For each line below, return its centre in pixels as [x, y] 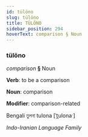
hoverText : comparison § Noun [44, 34]
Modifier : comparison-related [43, 104]
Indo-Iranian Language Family [44, 128]
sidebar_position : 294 [35, 29]
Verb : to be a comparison [38, 80]
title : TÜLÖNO [24, 23]
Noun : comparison [30, 92]
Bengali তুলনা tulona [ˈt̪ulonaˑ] [41, 116]
